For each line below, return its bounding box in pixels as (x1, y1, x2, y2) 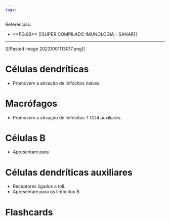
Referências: (5, 21, 32, 27)
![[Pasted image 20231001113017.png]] (5, 46, 85, 52)
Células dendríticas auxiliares (5, 166, 133, 178)
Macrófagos (5, 98, 58, 109)
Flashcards (5, 206, 53, 218)
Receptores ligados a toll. (12, 183, 66, 190)
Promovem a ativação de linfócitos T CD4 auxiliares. (12, 114, 122, 120)
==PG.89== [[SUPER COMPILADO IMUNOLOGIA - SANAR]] (12, 31, 138, 37)
